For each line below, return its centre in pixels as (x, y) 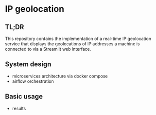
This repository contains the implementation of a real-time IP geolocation (78, 38)
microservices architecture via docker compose (60, 76)
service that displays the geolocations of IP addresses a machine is (72, 44)
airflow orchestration (33, 81)
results (19, 108)
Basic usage (24, 97)
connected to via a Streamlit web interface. (48, 49)
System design (28, 64)
